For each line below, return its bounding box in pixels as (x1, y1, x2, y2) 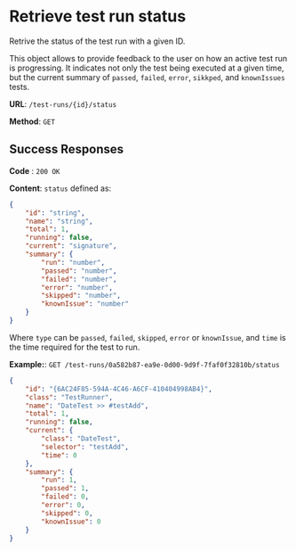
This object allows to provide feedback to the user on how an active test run (9, 53, 288, 63)
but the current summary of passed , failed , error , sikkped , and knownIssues (9, 71, 286, 82)
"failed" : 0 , (41, 492, 90, 501)
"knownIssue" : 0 (41, 517, 101, 526)
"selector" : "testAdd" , (41, 442, 129, 451)
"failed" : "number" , (41, 275, 117, 284)
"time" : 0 (41, 450, 77, 460)
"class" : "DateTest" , (41, 434, 122, 443)
